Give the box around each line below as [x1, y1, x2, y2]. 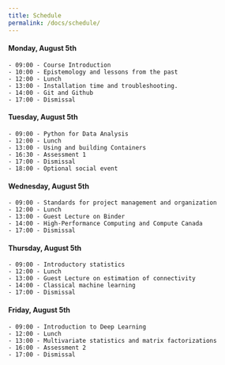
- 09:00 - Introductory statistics [8, 260, 126, 269]
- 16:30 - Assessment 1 [8, 150, 87, 158]
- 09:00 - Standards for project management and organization [8, 199, 217, 207]
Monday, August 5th [8, 44, 77, 53]
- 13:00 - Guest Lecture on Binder [8, 213, 126, 221]
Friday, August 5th [8, 305, 71, 314]
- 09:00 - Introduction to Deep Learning [8, 322, 147, 331]
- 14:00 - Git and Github [8, 89, 93, 97]
